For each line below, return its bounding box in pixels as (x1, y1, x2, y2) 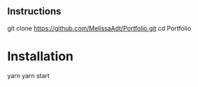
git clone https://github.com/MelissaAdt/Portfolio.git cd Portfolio (7, 24, 192, 32)
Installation (7, 49, 74, 64)
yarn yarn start (7, 71, 50, 79)
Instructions (7, 6, 61, 17)
